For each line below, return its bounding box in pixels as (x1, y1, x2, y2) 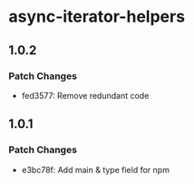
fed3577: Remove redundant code (21, 90, 150, 101)
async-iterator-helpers (8, 6, 186, 27)
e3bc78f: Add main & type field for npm (21, 164, 170, 175)
